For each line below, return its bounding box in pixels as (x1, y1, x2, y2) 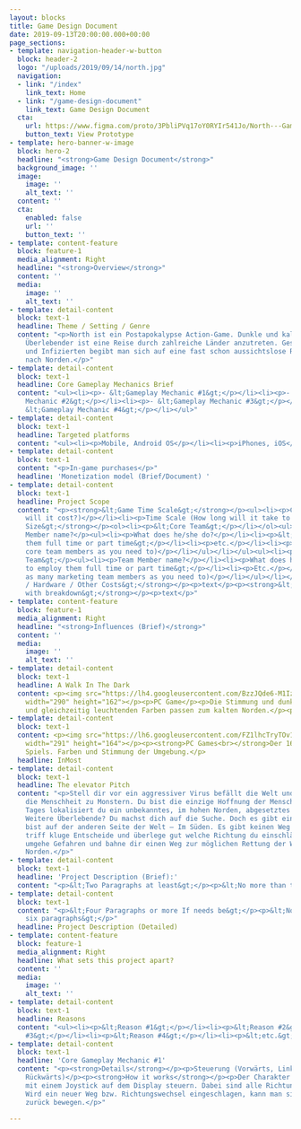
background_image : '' (17, 163, 99, 172)
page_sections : (9, 38, 66, 48)
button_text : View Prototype (25, 130, 134, 139)
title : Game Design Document (9, 22, 118, 31)
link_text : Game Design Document (25, 105, 150, 114)
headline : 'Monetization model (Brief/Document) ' (17, 472, 211, 481)
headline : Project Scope (17, 497, 110, 506)
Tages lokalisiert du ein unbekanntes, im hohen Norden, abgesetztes (25, 806, 291, 815)
